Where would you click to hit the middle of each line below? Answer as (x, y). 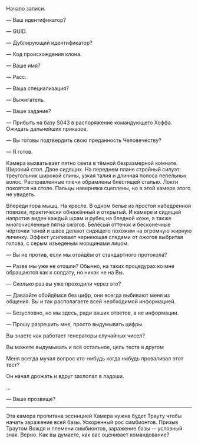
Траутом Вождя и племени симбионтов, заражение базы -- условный (94, 428)
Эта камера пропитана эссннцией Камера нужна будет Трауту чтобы (94, 416)
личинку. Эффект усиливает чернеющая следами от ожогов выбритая (95, 237)
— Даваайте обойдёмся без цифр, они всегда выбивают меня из (88, 295)
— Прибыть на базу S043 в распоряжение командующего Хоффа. (89, 122)
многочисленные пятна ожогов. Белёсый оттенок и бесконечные (88, 224)
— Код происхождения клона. (44, 54)
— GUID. (17, 31)
